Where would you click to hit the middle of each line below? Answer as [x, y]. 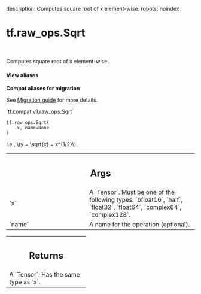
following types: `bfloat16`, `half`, [136, 199]
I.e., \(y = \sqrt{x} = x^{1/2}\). [42, 144]
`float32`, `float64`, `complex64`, [135, 207]
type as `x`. [25, 282]
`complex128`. [110, 214]
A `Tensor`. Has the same [45, 275]
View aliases [22, 75]
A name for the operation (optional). [140, 224]
